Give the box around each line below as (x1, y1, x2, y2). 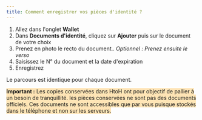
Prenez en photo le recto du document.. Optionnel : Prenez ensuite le (15, 45, 188, 52)
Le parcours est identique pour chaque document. (6, 76, 132, 83)
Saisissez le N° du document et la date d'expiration (15, 58, 143, 65)
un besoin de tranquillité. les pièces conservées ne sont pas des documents (6, 94, 197, 101)
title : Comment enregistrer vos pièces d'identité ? (6, 8, 143, 15)
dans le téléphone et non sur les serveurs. (6, 107, 112, 114)
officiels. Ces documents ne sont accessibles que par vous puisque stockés (6, 101, 196, 108)
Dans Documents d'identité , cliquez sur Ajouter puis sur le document (15, 32, 191, 39)
